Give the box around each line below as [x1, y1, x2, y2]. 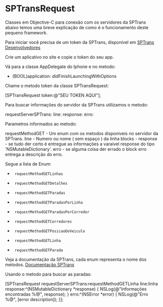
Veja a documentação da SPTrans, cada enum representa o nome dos [5, 256, 147, 262]
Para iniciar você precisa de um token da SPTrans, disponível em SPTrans [5, 39, 155, 45]
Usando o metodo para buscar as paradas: [5, 271, 92, 277]
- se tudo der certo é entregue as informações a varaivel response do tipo [5, 141, 155, 147]
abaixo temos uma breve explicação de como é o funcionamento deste [5, 24, 149, 30]
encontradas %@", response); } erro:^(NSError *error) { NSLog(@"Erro [5, 291, 148, 297]
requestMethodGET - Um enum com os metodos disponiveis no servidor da [5, 130, 159, 136]
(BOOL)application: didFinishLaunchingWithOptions [12, 73, 117, 79]
